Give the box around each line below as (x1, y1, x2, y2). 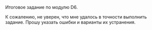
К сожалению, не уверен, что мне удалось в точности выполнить (5, 14, 147, 19)
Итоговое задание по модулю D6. (5, 4, 78, 10)
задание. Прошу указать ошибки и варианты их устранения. (5, 19, 136, 25)
